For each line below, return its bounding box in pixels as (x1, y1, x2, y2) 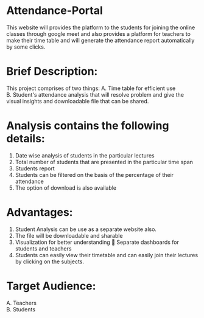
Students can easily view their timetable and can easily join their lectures (15, 251, 199, 258)
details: (6, 132, 46, 146)
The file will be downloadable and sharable (15, 232, 123, 239)
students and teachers (15, 244, 72, 252)
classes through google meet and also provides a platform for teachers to (6, 30, 191, 37)
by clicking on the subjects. (15, 258, 84, 265)
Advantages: (6, 206, 73, 219)
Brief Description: (6, 64, 98, 78)
